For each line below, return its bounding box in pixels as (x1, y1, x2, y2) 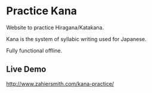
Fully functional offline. (6, 46, 63, 54)
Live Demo (6, 64, 46, 75)
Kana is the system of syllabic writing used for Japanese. (6, 35, 147, 42)
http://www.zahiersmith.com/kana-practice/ (6, 80, 114, 87)
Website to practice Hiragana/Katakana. (6, 24, 104, 31)
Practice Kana (6, 4, 77, 18)
